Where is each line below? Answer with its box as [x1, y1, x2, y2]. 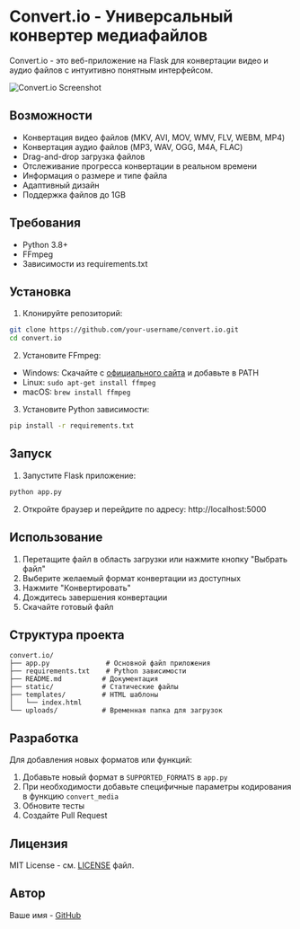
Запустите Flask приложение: [22, 470, 137, 481]
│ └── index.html [9, 698, 83, 707]
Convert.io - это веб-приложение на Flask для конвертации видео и [9, 55, 269, 66]
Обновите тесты [22, 801, 85, 811]
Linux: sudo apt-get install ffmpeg [22, 377, 156, 388]
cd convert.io [9, 334, 63, 343]
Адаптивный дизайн [22, 180, 100, 190]
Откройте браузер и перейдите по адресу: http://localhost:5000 [22, 503, 267, 514]
